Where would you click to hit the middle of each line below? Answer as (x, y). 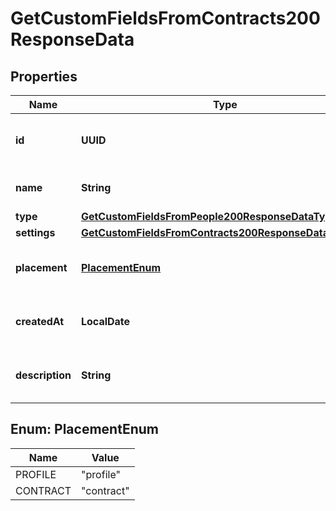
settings (35, 232)
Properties (44, 76)
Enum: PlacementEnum (84, 429)
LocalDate (105, 321)
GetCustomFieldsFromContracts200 (165, 18)
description (43, 375)
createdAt (40, 321)
